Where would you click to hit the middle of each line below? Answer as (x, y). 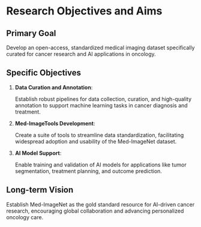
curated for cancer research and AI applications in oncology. (81, 54)
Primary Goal (31, 33)
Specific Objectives (43, 73)
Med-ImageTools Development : (55, 123)
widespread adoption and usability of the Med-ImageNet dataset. (96, 141)
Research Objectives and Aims (84, 11)
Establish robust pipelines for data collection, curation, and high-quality (103, 99)
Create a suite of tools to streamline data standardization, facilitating (99, 135)
